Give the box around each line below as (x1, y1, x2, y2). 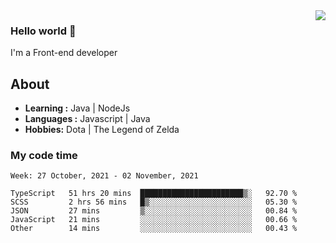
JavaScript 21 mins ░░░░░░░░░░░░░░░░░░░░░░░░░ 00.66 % (10, 215, 298, 225)
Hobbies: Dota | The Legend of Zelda (24, 124, 180, 136)
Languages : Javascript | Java (24, 113, 151, 125)
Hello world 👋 (10, 24, 77, 38)
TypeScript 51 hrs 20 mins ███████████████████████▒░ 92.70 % (10, 189, 298, 199)
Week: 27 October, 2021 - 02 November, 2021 (10, 171, 199, 181)
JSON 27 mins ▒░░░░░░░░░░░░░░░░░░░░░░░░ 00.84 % (10, 206, 298, 216)
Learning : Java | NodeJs (24, 102, 131, 114)
